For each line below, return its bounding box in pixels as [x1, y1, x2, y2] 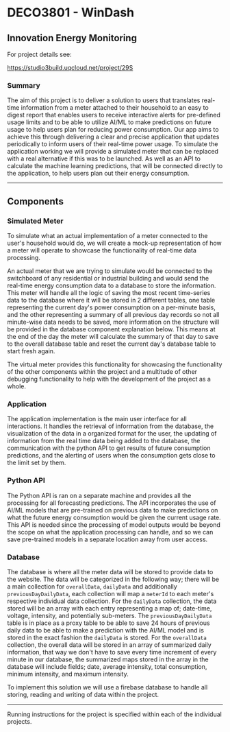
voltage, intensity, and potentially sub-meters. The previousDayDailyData [7, 611, 212, 619]
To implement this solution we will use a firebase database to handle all [7, 683, 208, 691]
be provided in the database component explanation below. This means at [7, 324, 216, 333]
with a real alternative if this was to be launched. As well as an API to [7, 154, 201, 163]
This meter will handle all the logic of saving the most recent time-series [7, 288, 211, 296]
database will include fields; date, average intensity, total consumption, [7, 662, 207, 670]
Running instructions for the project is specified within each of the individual [7, 710, 222, 718]
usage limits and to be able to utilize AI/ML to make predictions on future [7, 118, 212, 126]
